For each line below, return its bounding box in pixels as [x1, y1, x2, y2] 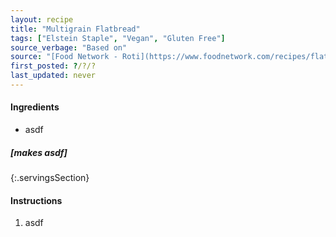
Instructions [10, 194, 63, 206]
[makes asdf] [10, 146, 68, 158]
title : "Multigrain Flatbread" [10, 24, 141, 34]
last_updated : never [10, 71, 97, 81]
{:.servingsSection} [10, 172, 90, 184]
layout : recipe [10, 14, 74, 25]
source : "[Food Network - [10, 52, 118, 62]
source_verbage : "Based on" [10, 42, 128, 53]
